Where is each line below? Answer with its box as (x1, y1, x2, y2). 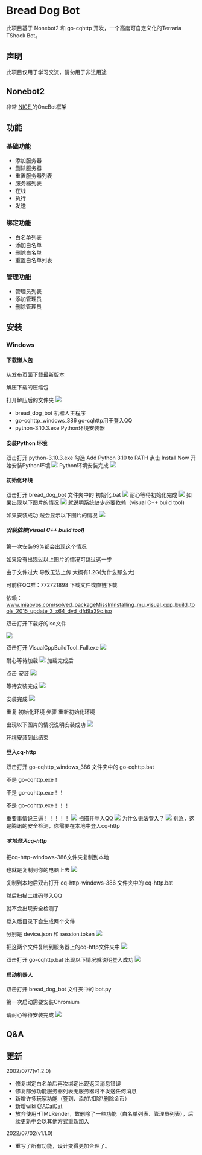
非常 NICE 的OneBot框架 (6, 103, 68, 110)
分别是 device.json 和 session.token (6, 930, 95, 938)
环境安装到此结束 (6, 734, 49, 741)
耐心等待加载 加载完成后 (6, 656, 74, 664)
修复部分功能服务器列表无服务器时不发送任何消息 (14, 1087, 137, 1095)
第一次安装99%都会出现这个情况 (6, 543, 87, 550)
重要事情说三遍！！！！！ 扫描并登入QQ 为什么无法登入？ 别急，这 (6, 814, 195, 822)
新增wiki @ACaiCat (14, 1102, 63, 1110)
